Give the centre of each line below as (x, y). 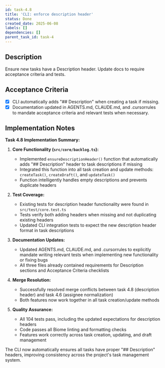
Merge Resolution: (32, 280)
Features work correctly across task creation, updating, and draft (85, 335)
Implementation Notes (40, 128)
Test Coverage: (28, 195)
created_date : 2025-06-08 (32, 23)
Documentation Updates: (39, 240)
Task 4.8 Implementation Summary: (43, 140)
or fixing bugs (34, 260)
